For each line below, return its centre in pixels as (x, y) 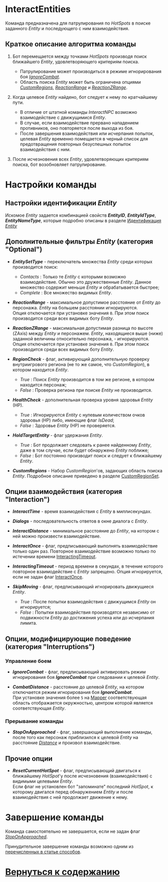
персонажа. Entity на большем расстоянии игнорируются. (75, 307)
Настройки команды (51, 185)
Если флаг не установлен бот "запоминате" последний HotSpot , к (83, 787)
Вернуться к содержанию (63, 872)
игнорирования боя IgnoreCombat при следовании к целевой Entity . (86, 677)
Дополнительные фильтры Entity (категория (79, 242)
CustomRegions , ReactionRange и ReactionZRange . (74, 87)
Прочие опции (29, 758)
